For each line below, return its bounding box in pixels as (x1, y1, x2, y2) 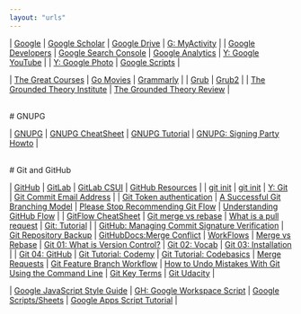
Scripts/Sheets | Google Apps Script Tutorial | (9, 294, 178, 305)
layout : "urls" (9, 13, 66, 22)
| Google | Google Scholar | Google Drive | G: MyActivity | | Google (9, 38, 256, 48)
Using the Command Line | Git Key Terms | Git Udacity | (9, 267, 216, 278)
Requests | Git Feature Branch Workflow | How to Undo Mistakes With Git (9, 257, 280, 269)
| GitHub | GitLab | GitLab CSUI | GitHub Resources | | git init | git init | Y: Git (9, 181, 288, 193)
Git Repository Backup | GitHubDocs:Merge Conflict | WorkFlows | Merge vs (9, 230, 292, 240)
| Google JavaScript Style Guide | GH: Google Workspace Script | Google (9, 284, 280, 296)
